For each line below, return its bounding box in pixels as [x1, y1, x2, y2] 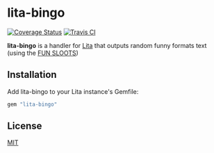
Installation [7, 69, 57, 81]
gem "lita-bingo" [7, 101, 58, 108]
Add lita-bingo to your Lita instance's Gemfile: [7, 87, 139, 95]
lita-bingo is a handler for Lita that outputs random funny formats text [7, 41, 207, 49]
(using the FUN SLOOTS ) [7, 49, 79, 57]
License [7, 120, 42, 132]
